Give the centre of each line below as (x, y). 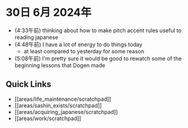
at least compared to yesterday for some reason (84, 51)
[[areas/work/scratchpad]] (48, 118)
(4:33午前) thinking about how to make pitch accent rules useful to (98, 30)
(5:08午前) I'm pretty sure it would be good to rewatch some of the (98, 58)
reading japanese (36, 37)
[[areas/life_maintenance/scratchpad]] (63, 99)
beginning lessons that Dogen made (60, 65)
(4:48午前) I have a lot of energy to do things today (78, 44)
